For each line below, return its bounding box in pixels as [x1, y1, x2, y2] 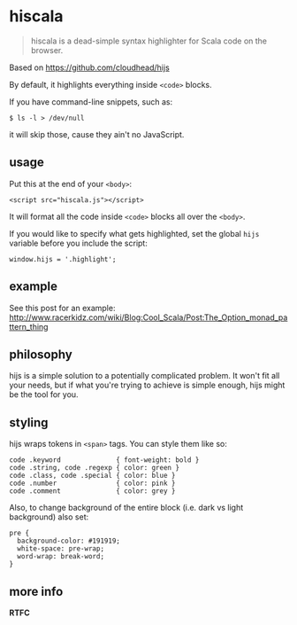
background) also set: [9, 512, 89, 522]
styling [9, 415, 49, 430]
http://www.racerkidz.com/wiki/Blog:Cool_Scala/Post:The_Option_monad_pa [9, 312, 288, 323]
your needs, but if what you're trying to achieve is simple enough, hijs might [9, 379, 286, 391]
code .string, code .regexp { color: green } [9, 464, 179, 473]
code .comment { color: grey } [9, 487, 176, 496]
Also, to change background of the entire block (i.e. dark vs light [9, 503, 244, 513]
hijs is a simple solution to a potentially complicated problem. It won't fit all [9, 371, 280, 381]
